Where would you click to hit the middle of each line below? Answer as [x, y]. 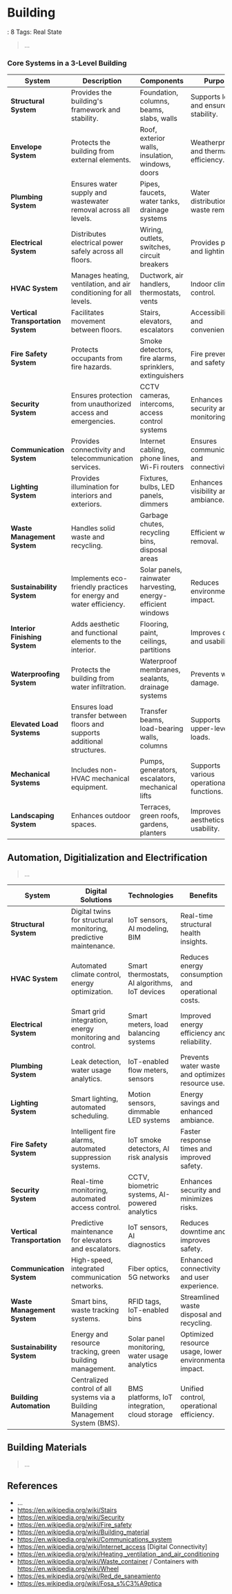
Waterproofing [35, 674]
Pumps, [152, 761]
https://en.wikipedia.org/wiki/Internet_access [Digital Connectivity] [112, 1546]
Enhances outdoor [101, 816]
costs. [190, 1000]
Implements [90, 579]
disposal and [201, 1314]
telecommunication [102, 458]
